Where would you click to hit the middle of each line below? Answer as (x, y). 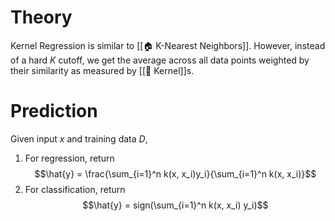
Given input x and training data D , (79, 138)
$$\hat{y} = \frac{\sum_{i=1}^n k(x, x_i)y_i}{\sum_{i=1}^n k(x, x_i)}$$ (175, 173)
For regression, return (69, 158)
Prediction (54, 111)
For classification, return (75, 189)
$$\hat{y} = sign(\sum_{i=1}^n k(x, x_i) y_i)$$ (175, 205)
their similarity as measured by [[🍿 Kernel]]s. (102, 70)
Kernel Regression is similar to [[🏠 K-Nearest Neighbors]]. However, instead (168, 45)
